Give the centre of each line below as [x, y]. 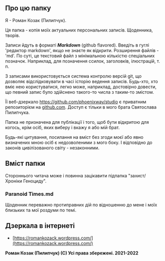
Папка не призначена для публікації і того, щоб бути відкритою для [77, 122]
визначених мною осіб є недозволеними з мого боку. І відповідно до [79, 142]
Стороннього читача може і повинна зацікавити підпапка [66, 175]
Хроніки [14, 181]
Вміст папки [25, 164]
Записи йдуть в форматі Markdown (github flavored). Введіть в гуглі [77, 45]
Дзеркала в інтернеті [40, 226]
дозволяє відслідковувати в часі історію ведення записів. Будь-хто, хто [82, 81]
